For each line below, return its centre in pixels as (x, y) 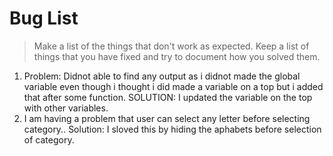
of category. (49, 139)
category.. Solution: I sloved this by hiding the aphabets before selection (172, 129)
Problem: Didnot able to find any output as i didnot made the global (162, 76)
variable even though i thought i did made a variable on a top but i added (173, 86)
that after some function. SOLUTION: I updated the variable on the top (168, 97)
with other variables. (66, 108)
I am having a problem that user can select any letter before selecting (167, 118)
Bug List (44, 18)
